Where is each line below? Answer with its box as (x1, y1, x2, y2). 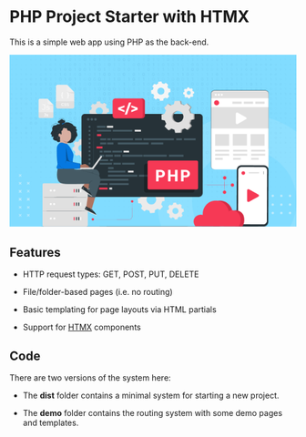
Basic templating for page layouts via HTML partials (22, 304, 217, 315)
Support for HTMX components (22, 321, 141, 333)
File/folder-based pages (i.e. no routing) (22, 287, 173, 298)
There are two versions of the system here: (9, 371, 171, 383)
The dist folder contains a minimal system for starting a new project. (22, 390, 280, 401)
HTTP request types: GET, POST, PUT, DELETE (22, 269, 199, 279)
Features (9, 244, 61, 260)
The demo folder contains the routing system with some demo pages (22, 407, 283, 418)
